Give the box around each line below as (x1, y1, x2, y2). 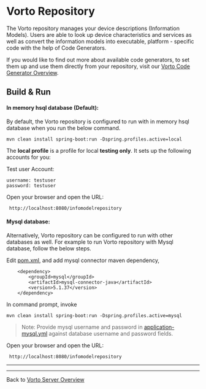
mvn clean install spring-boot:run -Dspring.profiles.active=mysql (6, 312, 183, 318)
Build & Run (6, 87, 51, 98)
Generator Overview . (6, 69, 59, 76)
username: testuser (6, 177, 56, 183)
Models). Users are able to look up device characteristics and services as (6, 31, 192, 38)
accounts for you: (6, 153, 51, 161)
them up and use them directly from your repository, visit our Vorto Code (6, 63, 190, 70)
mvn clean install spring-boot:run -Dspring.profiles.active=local (6, 136, 183, 142)
